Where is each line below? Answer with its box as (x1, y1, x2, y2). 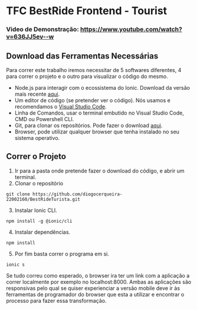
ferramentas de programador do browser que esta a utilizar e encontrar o (6, 291, 185, 298)
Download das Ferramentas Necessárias (6, 51, 159, 61)
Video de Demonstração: (6, 25, 80, 34)
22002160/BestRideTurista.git (6, 196, 81, 202)
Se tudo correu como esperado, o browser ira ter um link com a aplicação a (6, 272, 190, 279)
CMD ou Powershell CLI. (14, 115, 74, 122)
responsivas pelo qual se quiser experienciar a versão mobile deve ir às (6, 285, 180, 292)
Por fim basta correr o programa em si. (14, 250, 110, 257)
